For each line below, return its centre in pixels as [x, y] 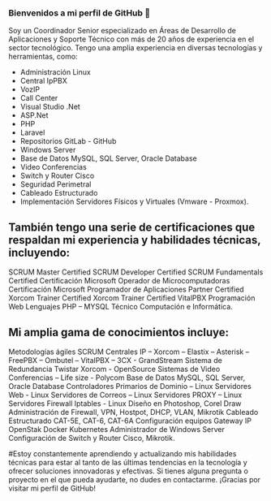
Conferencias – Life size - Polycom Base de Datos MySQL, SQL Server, [127, 378]
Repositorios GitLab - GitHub [68, 141]
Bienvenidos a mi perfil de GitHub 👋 [80, 13]
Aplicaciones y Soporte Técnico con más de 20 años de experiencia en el [131, 39]
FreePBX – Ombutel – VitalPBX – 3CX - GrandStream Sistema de [116, 360]
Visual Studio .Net [50, 107]
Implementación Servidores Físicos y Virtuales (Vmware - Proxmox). [134, 201]
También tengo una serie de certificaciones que [132, 227]
